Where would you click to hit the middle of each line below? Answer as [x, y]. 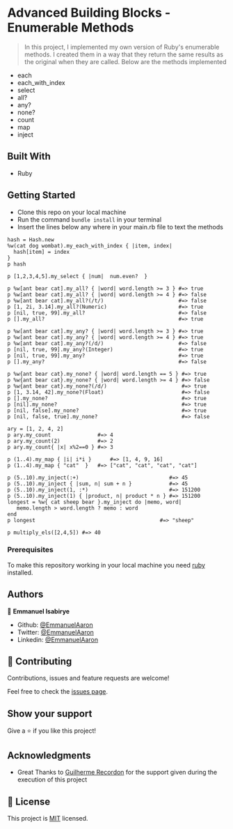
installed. [20, 572]
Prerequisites [30, 550]
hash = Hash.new [31, 239]
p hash [17, 264]
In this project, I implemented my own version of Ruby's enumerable [122, 47]
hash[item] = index [42, 252]
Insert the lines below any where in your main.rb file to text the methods [120, 227]
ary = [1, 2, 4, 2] [35, 429]
